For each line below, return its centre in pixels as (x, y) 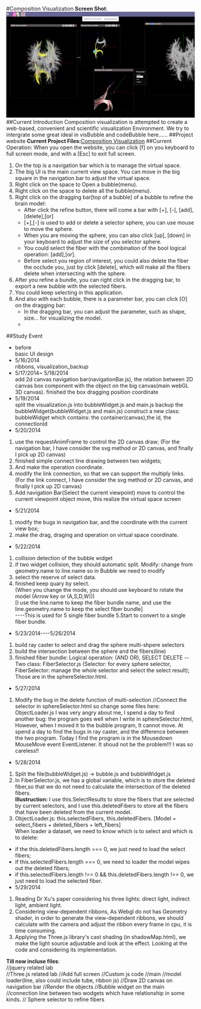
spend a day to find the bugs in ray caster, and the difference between (102, 732)
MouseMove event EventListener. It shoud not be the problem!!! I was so (104, 744)
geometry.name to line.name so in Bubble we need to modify (90, 571)
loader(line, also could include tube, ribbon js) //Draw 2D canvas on (89, 980)
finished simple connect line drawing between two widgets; (88, 461)
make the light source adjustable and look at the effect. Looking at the (101, 943)
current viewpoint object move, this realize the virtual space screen (98, 499)
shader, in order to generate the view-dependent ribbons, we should (99, 918)
